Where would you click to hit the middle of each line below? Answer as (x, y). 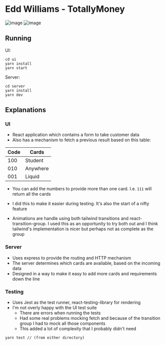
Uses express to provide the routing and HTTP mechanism (72, 258)
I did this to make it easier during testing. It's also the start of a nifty (81, 204)
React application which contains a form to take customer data (76, 135)
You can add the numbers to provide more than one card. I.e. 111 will (82, 189)
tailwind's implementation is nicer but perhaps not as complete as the (83, 229)
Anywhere (37, 169)
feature (19, 209)
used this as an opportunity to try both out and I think (104, 224)
